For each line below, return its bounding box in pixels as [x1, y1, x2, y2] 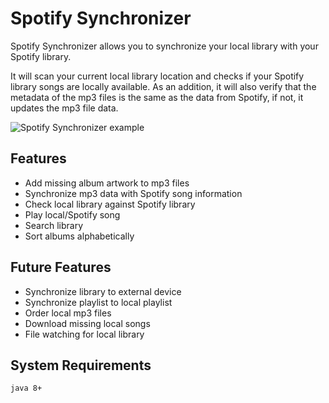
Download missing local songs [24, 317, 151, 329]
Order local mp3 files [24, 307, 112, 319]
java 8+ [10, 383, 43, 394]
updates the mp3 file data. [10, 102, 119, 114]
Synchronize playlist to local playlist [24, 296, 173, 308]
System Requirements [10, 357, 152, 374]
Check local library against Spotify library [24, 198, 196, 210]
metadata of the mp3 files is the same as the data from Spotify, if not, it [10, 91, 304, 103]
